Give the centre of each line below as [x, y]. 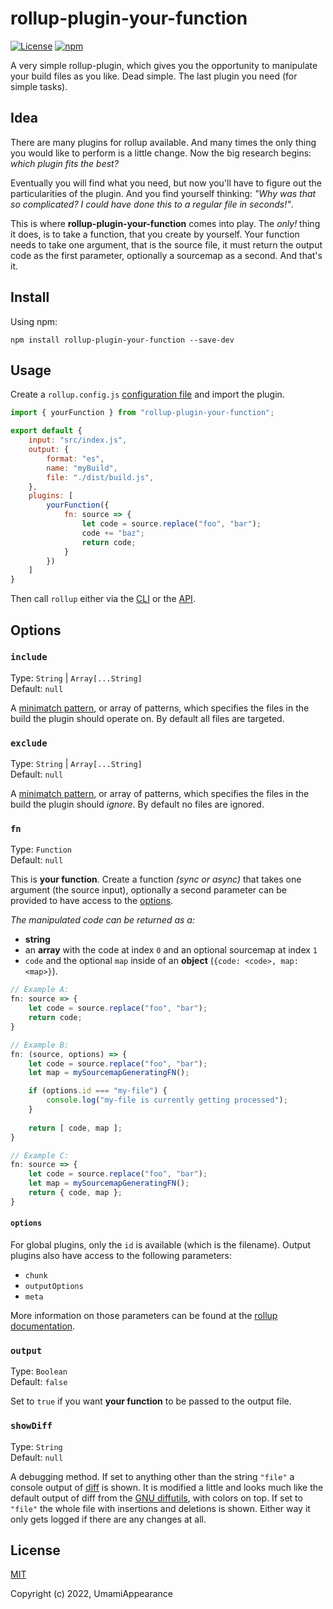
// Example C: [40, 1155]
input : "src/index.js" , [78, 440]
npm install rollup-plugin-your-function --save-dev [122, 340]
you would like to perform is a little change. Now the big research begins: [161, 153]
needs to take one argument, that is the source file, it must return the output [166, 244]
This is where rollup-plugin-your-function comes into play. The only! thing [165, 223]
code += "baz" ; [113, 533]
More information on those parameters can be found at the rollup [144, 1315]
